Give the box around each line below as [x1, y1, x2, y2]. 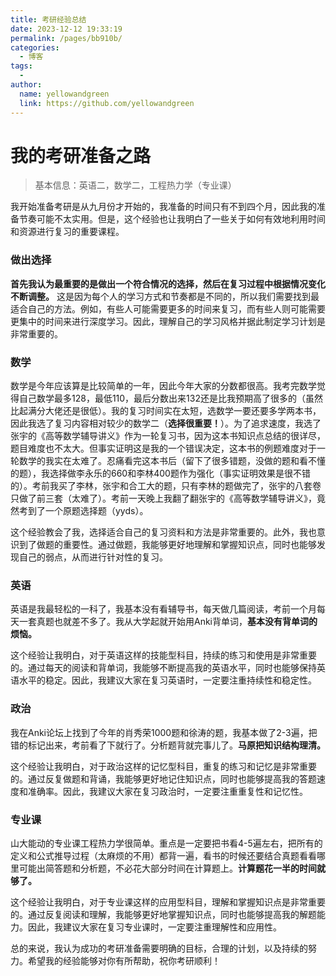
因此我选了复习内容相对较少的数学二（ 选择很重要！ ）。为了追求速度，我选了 [10, 417, 322, 430]
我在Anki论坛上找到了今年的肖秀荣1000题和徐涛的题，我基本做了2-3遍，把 [10, 726, 318, 738]
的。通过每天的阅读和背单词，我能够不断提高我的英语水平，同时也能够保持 [10, 662, 317, 674]
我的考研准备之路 [10, 144, 152, 167]
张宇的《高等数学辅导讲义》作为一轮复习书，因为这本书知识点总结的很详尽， [10, 430, 326, 442]
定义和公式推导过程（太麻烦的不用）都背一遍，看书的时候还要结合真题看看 [10, 849, 317, 861]
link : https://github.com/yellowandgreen [19, 98, 195, 108]
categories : [10, 42, 60, 53]
